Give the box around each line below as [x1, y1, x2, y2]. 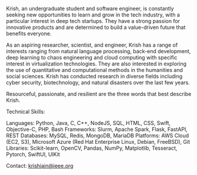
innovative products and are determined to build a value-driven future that [6, 24, 186, 31]
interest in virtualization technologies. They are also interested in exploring [6, 60, 187, 67]
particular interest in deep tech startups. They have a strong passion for [6, 18, 181, 24]
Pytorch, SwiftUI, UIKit [6, 151, 61, 158]
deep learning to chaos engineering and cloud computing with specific [6, 54, 178, 61]
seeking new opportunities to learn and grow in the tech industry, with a [6, 11, 181, 18]
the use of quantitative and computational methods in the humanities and [6, 67, 183, 73]
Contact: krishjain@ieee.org [6, 162, 74, 169]
